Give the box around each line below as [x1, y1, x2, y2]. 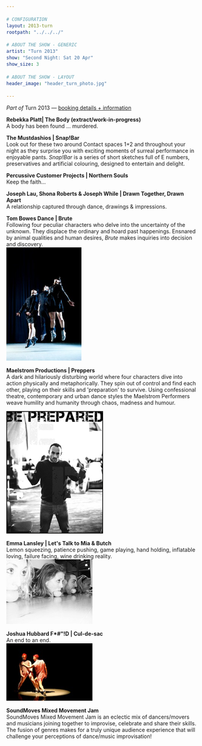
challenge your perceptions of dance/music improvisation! [6, 733, 152, 740]
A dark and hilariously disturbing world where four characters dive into [6, 373, 183, 381]
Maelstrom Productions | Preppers [6, 367, 95, 374]
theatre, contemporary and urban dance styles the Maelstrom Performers [6, 393, 190, 400]
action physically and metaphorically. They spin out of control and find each [6, 380, 196, 387]
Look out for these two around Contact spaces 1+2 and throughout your [6, 140, 186, 148]
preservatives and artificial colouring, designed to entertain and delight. [6, 160, 185, 167]
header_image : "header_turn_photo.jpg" [6, 80, 107, 86]
